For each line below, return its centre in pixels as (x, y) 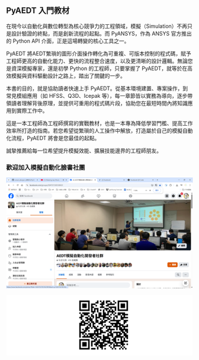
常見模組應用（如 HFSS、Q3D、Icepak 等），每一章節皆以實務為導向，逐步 (97, 95)
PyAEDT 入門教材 (38, 11)
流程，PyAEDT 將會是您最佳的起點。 (55, 138)
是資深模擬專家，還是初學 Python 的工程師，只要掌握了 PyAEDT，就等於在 (97, 68)
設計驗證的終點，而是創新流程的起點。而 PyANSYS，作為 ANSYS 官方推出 (102, 33)
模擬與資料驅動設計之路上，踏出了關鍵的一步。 (68, 75)
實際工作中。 (32, 110)
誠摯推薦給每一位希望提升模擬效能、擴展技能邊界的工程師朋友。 (84, 151)
